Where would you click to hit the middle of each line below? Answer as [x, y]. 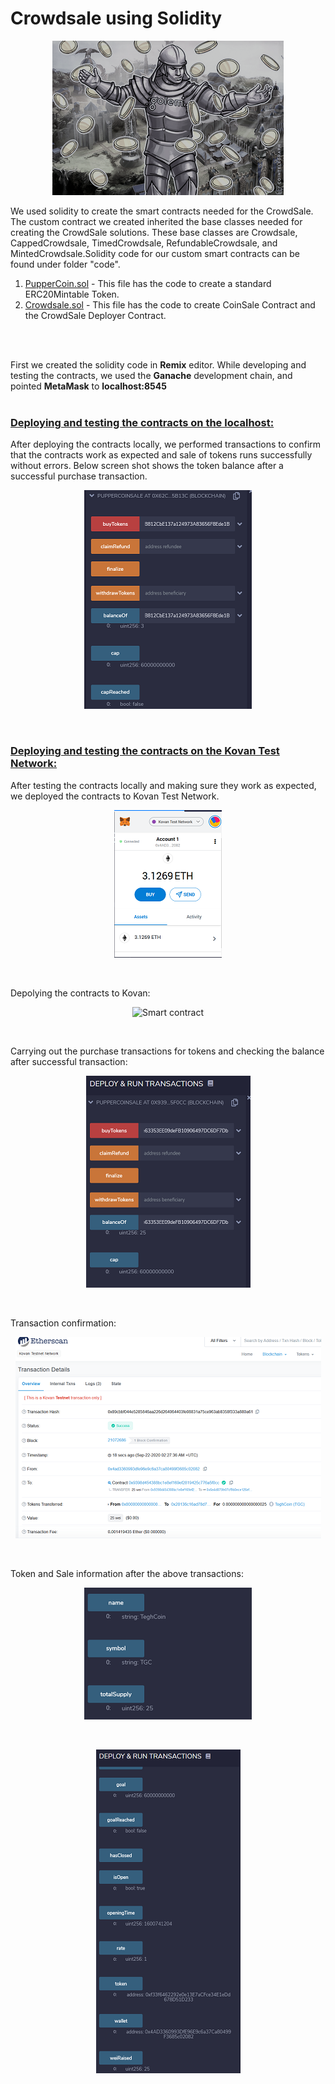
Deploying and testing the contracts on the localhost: [142, 422]
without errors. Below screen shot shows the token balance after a [147, 466]
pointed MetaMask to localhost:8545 [88, 386]
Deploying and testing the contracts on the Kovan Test [145, 751]
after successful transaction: [69, 1061]
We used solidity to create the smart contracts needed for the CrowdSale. [162, 211]
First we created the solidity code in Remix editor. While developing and [158, 364]
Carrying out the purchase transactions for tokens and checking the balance [167, 1051]
